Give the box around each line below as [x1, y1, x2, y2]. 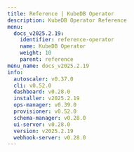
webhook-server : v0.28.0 [13, 134, 86, 141]
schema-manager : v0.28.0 [13, 114, 86, 121]
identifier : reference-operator [20, 36, 114, 43]
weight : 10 [20, 50, 52, 57]
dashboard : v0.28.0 [13, 88, 71, 95]
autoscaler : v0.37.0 [13, 75, 74, 83]
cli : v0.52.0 [13, 82, 52, 89]
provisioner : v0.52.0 [13, 108, 77, 115]
